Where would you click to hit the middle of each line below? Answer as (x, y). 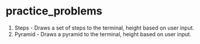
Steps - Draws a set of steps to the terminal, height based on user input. (104, 28)
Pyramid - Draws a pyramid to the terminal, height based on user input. (103, 34)
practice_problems (54, 11)
